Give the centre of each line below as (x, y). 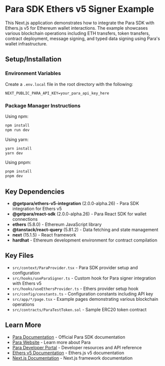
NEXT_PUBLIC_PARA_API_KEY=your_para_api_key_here (57, 93)
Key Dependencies (35, 191)
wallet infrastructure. (26, 43)
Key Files (19, 256)
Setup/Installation (33, 60)
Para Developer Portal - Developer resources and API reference (77, 347)
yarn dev (14, 153)
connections (25, 219)
